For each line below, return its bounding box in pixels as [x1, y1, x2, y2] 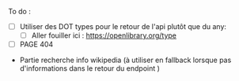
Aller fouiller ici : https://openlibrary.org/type [31, 31, 176, 40]
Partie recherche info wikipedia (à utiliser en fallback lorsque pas [19, 55, 232, 65]
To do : [8, 7, 32, 16]
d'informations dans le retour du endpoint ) [19, 64, 161, 73]
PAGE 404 [19, 39, 54, 50]
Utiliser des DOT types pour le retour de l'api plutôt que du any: [19, 22, 227, 31]
